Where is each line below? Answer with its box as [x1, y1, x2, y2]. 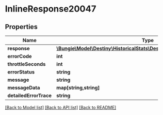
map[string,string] [56, 85, 100, 91]
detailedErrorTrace [7, 92, 52, 99]
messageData [7, 85, 40, 91]
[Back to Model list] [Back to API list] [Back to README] [5, 105, 116, 110]
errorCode [7, 53, 32, 59]
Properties [5, 23, 38, 31]
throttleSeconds [7, 61, 46, 67]
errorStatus [7, 69, 35, 75]
